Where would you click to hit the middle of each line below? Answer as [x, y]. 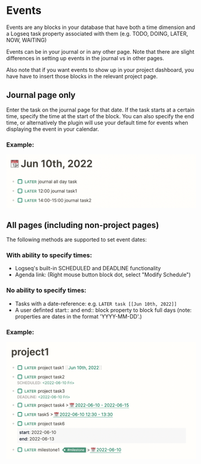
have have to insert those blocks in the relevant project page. [82, 76]
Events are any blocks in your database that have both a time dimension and [101, 27]
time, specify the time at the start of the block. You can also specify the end [100, 116]
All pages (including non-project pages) [83, 225]
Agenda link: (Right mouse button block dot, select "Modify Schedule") [103, 275]
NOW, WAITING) [26, 40]
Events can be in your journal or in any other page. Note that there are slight [100, 51]
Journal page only [41, 95]
